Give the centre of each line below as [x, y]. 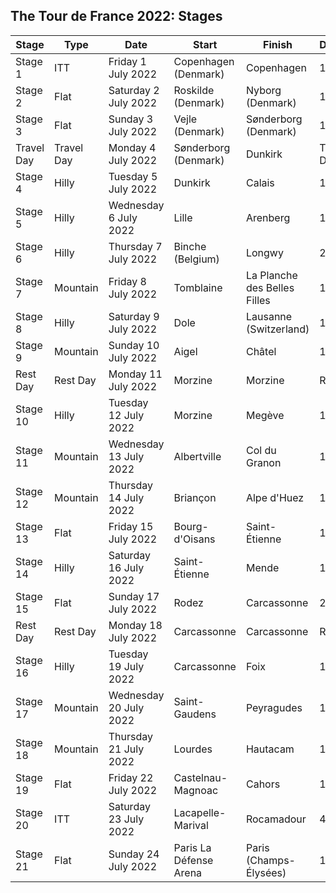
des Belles [270, 287]
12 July [126, 415]
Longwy [264, 252]
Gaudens [195, 714]
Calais [260, 182]
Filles [258, 300]
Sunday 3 [131, 119]
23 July [126, 819]
